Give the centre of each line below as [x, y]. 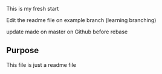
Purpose [23, 50]
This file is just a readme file [41, 64]
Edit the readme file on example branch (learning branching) [81, 20]
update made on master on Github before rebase [67, 32]
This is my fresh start [33, 9]
